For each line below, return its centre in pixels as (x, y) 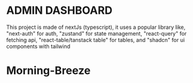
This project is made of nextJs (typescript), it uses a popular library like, (96, 27)
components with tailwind (38, 46)
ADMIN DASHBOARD (60, 11)
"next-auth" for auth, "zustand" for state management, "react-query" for (97, 33)
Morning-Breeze (48, 71)
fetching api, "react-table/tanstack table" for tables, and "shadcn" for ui (96, 40)
